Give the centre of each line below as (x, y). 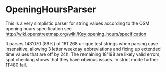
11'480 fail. (16, 65)
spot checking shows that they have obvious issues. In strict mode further (82, 59)
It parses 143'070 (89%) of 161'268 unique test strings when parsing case (82, 43)
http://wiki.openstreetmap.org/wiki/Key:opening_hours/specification (76, 34)
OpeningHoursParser (51, 9)
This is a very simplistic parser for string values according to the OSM (77, 23)
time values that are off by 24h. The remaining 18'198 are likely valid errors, (83, 54)
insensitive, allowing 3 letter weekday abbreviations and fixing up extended (83, 49)
